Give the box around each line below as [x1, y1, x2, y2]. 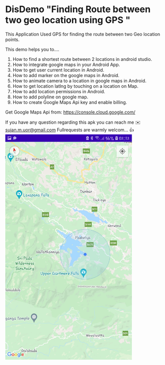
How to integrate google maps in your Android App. [12, 61, 120, 67]
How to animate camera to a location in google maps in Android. [12, 78, 147, 84]
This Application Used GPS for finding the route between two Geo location [5, 31, 160, 37]
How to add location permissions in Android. [12, 88, 105, 94]
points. [5, 36, 20, 43]
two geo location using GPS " [5, 14, 131, 26]
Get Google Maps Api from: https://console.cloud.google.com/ [5, 109, 136, 115]
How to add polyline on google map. [12, 94, 89, 100]
